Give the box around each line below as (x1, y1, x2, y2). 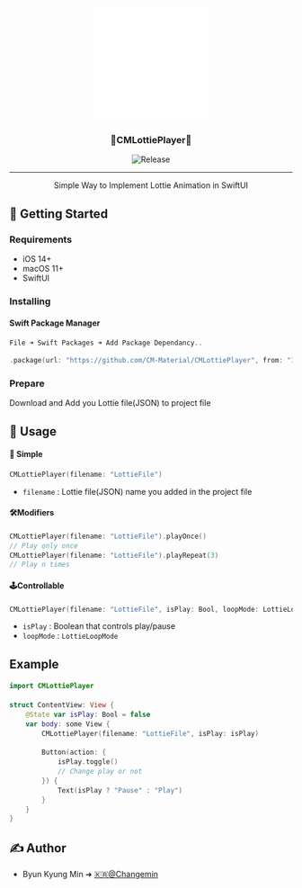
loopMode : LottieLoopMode (22, 631, 119, 641)
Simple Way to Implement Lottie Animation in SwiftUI (53, 180, 249, 191)
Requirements (9, 233, 73, 246)
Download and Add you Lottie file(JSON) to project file (9, 398, 211, 408)
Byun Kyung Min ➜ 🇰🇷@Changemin (22, 869, 159, 880)
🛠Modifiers (9, 507, 55, 518)
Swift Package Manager (9, 318, 101, 328)
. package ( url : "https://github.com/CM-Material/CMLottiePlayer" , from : (9, 355, 283, 364)
